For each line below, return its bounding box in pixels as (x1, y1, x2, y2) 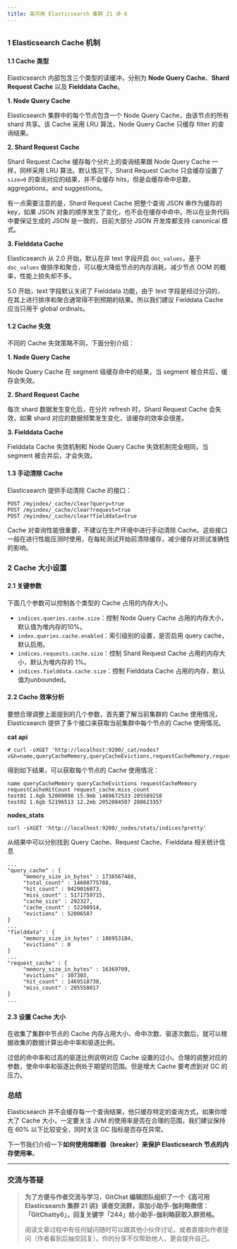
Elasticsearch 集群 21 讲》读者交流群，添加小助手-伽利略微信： (24, 1201, 209, 1209)
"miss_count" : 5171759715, (23, 891, 106, 899)
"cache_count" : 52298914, (23, 904, 102, 911)
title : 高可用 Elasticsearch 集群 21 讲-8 (7, 10, 128, 18)
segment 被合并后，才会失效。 (7, 451, 97, 460)
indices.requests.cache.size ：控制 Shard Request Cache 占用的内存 (17, 649, 220, 657)
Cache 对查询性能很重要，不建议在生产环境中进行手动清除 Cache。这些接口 (7, 525, 228, 534)
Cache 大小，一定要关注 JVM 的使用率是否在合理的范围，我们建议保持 (20, 1116, 226, 1125)
